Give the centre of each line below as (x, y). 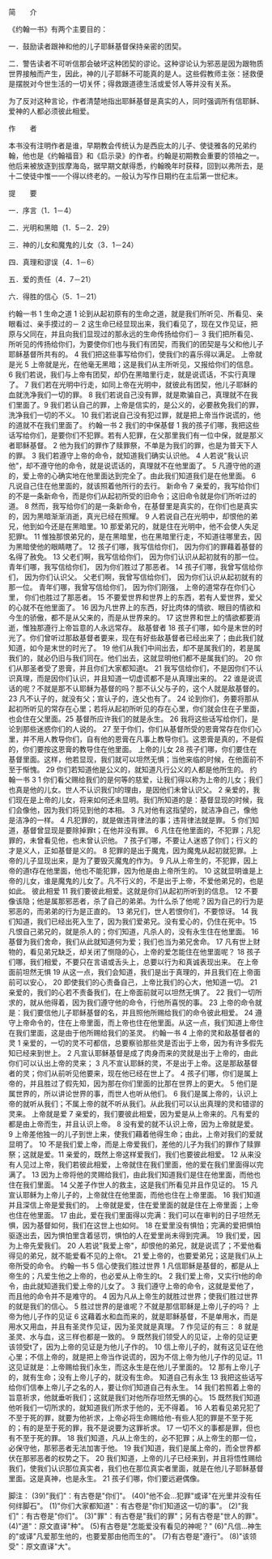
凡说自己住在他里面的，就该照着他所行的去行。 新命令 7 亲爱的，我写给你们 (134, 486)
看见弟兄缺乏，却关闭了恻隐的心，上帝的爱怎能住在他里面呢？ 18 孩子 (145, 952)
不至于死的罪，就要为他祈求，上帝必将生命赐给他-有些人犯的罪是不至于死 (131, 1418)
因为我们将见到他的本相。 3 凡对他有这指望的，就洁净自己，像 (147, 810)
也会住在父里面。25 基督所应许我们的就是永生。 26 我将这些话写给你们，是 (134, 719)
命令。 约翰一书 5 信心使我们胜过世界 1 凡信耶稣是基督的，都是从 (144, 1266)
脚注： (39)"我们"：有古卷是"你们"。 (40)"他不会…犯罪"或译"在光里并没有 (132, 1496)
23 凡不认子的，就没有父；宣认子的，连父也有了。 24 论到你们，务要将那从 (134, 698)
